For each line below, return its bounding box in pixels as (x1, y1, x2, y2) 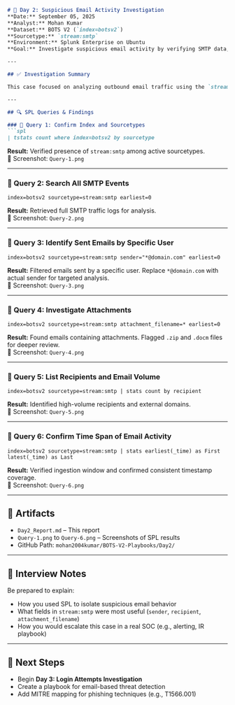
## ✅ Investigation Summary (7, 71, 91, 78)
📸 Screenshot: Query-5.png (7, 408, 85, 416)
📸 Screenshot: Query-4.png (7, 348, 85, 357)
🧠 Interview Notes (7, 567, 87, 580)
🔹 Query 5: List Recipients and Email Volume (7, 371, 161, 381)
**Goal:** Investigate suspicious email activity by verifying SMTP (7, 45, 211, 52)
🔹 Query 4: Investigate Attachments (7, 305, 131, 315)
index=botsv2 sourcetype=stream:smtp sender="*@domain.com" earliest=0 (7, 254, 220, 261)
